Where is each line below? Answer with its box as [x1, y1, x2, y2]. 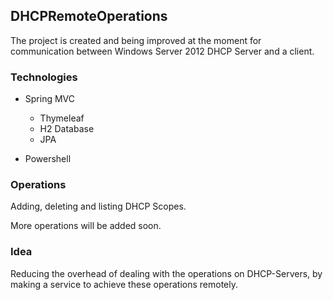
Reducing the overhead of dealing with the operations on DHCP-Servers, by [10, 267, 323, 279]
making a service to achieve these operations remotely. [10, 278, 239, 290]
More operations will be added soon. [10, 220, 162, 232]
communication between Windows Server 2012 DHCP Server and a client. [10, 45, 315, 57]
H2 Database [39, 123, 95, 135]
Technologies [10, 70, 78, 84]
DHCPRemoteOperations [10, 8, 168, 25]
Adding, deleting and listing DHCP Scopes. [10, 200, 187, 213]
